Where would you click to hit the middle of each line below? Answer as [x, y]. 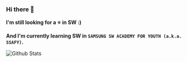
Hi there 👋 [20, 9]
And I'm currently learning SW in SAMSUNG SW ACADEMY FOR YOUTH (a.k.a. [94, 36]
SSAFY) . [15, 42]
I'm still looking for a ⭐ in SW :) [44, 22]
